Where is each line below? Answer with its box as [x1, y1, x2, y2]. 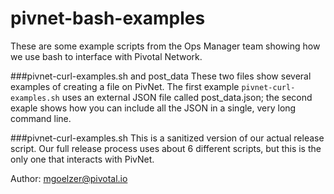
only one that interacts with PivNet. [10, 153, 155, 165]
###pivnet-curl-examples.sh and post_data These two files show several [10, 70, 312, 82]
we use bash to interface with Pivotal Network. [10, 50, 203, 62]
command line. [10, 112, 72, 124]
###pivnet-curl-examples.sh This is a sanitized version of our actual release [10, 132, 325, 144]
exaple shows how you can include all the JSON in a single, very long [10, 102, 297, 114]
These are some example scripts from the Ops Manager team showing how [10, 40, 321, 52]
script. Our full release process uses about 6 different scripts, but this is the [10, 142, 322, 154]
